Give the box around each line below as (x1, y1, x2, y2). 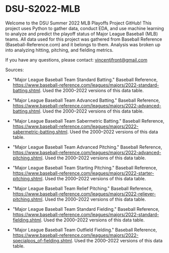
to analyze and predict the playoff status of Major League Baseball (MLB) (5, 31, 158, 37)
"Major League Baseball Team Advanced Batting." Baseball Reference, (12, 97, 160, 103)
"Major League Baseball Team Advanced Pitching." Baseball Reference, (12, 144, 162, 150)
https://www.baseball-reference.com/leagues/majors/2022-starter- (12, 170, 154, 176)
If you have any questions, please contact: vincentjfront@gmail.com (5, 57, 148, 63)
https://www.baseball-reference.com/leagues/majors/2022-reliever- (12, 190, 156, 196)
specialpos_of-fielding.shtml (12, 237, 72, 243)
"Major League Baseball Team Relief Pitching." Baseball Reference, (12, 185, 153, 191)
